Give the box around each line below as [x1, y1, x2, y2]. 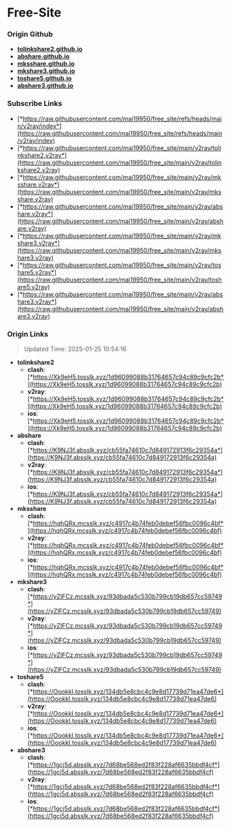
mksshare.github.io [16, 60, 75, 68]
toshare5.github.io [16, 74, 72, 83]
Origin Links [7, 329, 49, 339]
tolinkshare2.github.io [16, 45, 82, 53]
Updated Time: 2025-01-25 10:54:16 [23, 345, 127, 353]
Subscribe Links [7, 98, 63, 108]
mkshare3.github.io [16, 67, 76, 75]
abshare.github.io [16, 52, 70, 61]
